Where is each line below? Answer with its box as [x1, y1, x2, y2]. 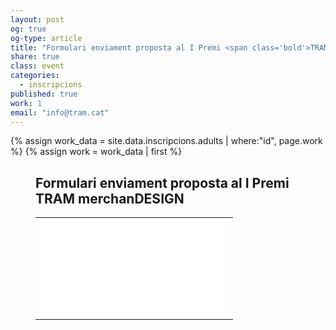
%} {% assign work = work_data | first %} [10, 146, 183, 158]
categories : [10, 71, 60, 81]
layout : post [10, 14, 65, 25]
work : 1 [10, 98, 43, 108]
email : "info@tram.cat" [10, 107, 110, 118]
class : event [10, 61, 65, 71]
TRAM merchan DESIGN [35, 190, 185, 207]
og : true [10, 24, 47, 34]
